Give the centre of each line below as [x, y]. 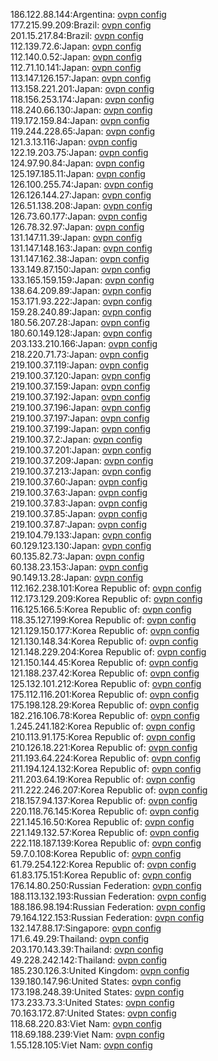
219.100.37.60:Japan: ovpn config [79, 482]
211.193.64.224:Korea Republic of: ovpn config [105, 758]
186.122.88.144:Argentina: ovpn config [88, 14]
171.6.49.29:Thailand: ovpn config [80, 938]
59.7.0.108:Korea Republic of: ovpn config [96, 853]
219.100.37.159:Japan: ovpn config [80, 386]
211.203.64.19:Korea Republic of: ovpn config [103, 779]
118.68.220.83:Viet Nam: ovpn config [86, 1023]
